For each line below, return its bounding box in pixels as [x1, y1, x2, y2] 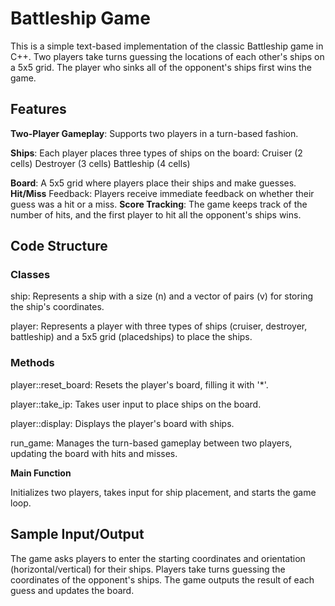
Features [10, 101, 67, 118]
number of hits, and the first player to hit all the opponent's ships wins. [10, 208, 302, 221]
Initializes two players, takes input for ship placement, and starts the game [10, 486, 317, 498]
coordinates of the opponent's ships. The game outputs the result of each [10, 573, 315, 586]
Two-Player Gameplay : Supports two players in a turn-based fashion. [10, 127, 299, 139]
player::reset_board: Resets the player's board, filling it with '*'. [10, 378, 269, 391]
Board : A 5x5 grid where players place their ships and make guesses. [10, 177, 297, 189]
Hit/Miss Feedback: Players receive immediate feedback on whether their [10, 187, 315, 199]
